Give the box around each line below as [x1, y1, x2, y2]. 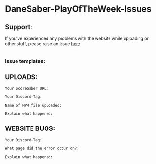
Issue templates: [5, 58, 45, 65]
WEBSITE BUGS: [5, 125, 56, 133]
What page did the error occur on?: [5, 146, 79, 151]
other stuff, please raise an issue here [5, 41, 80, 47]
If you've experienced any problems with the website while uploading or [5, 36, 149, 41]
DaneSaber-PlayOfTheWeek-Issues [5, 3, 152, 15]
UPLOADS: [5, 73, 38, 81]
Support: [5, 23, 32, 31]
